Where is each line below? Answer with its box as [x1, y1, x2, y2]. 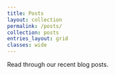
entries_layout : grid [7, 35, 69, 42]
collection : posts [7, 29, 59, 36]
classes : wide [7, 42, 48, 48]
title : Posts [7, 10, 44, 17]
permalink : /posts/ [7, 22, 63, 29]
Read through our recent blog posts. [7, 61, 109, 68]
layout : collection [7, 16, 63, 23]
